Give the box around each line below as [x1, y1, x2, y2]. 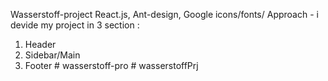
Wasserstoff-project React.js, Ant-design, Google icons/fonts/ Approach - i [10, 9, 319, 20]
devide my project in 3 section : [10, 19, 140, 31]
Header [24, 39, 57, 50]
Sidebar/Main [24, 49, 81, 61]
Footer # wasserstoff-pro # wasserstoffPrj [24, 60, 199, 71]
